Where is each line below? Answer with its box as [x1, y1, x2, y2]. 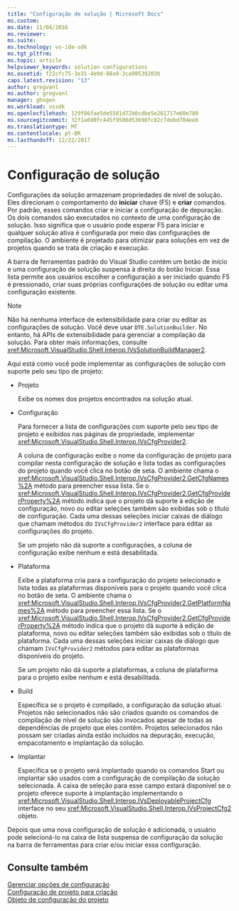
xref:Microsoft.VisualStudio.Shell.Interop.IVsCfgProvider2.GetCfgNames [17, 474, 229, 483]
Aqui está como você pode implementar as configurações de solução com [7, 359, 226, 368]
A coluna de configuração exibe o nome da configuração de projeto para [17, 451, 232, 460]
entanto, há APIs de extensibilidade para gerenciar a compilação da [7, 331, 206, 339]
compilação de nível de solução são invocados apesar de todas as [17, 716, 213, 724]
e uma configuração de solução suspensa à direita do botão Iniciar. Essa [7, 265, 221, 274]
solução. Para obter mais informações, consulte [7, 338, 148, 346]
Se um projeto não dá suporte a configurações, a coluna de [17, 541, 192, 550]
